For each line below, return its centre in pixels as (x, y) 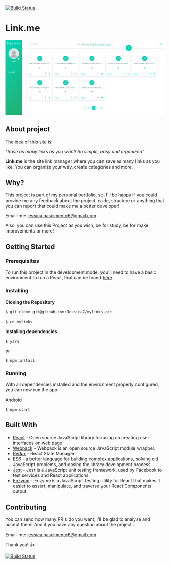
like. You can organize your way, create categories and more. (69, 167)
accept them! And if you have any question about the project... (71, 525)
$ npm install (20, 360)
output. (20, 491)
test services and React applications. (51, 475)
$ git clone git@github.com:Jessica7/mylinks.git (59, 312)
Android (13, 400)
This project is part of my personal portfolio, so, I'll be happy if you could (81, 195)
